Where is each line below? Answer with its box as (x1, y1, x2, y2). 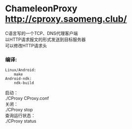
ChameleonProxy (5, 3, 78, 14)
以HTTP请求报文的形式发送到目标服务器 (5, 36, 86, 42)
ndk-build (14, 81, 34, 86)
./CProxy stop (5, 107, 33, 113)
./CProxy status (5, 118, 36, 124)
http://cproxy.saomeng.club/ (5, 13, 127, 25)
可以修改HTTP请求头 (5, 42, 47, 48)
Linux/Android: (5, 67, 36, 73)
